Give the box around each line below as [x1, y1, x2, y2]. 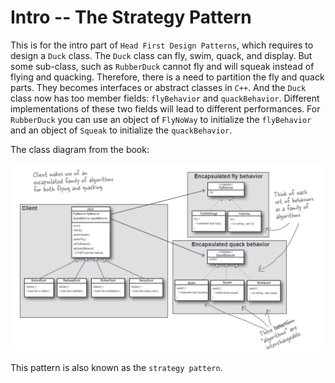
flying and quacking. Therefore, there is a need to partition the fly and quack [10, 71, 325, 83]
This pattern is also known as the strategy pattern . [10, 362, 223, 374]
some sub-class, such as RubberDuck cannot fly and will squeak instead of [10, 60, 315, 72]
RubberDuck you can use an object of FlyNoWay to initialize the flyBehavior [10, 113, 312, 125]
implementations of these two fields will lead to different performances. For [10, 102, 321, 115]
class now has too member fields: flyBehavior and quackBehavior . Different [10, 92, 320, 104]
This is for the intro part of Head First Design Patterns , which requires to [10, 39, 314, 51]
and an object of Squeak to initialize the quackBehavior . [10, 124, 233, 136]
